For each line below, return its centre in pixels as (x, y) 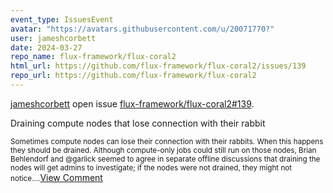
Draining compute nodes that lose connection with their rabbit (138, 123)
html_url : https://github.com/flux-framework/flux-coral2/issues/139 (158, 66)
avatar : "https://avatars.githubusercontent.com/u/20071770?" (142, 29)
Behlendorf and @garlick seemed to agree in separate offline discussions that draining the (165, 159)
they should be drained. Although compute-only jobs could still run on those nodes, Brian (163, 150)
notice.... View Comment (56, 177)
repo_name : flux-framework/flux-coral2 (93, 57)
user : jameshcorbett (53, 38)
